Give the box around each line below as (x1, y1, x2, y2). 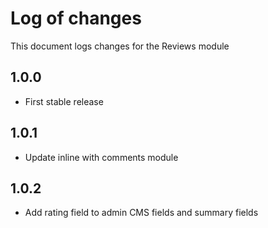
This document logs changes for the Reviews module (10, 40, 230, 52)
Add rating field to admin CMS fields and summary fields (24, 207, 259, 219)
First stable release (24, 95, 104, 107)
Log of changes (10, 7, 142, 30)
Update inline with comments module (24, 151, 179, 163)
